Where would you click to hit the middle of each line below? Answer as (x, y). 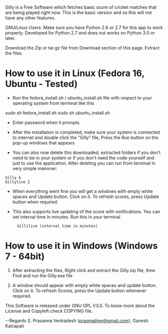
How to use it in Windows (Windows (81, 246)
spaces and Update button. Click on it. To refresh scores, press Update (85, 196)
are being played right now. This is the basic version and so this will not (78, 12)
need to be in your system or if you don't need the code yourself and (83, 157)
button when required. (35, 201)
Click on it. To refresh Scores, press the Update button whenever (79, 290)
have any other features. (30, 18)
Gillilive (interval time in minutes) (57, 226)
